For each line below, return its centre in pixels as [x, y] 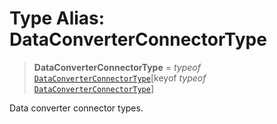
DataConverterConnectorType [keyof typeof [120, 78]
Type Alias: [57, 18]
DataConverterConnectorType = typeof [117, 67]
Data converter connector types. [76, 108]
